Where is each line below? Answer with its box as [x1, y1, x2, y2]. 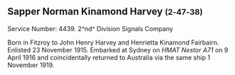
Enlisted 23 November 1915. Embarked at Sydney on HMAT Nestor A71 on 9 [7, 45, 229, 54]
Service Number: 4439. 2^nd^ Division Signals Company [7, 24, 173, 33]
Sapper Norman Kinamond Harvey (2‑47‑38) [7, 6, 203, 18]
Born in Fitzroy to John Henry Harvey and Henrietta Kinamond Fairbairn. [7, 38, 219, 47]
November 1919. [7, 60, 55, 69]
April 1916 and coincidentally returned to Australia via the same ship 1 [7, 53, 211, 62]
